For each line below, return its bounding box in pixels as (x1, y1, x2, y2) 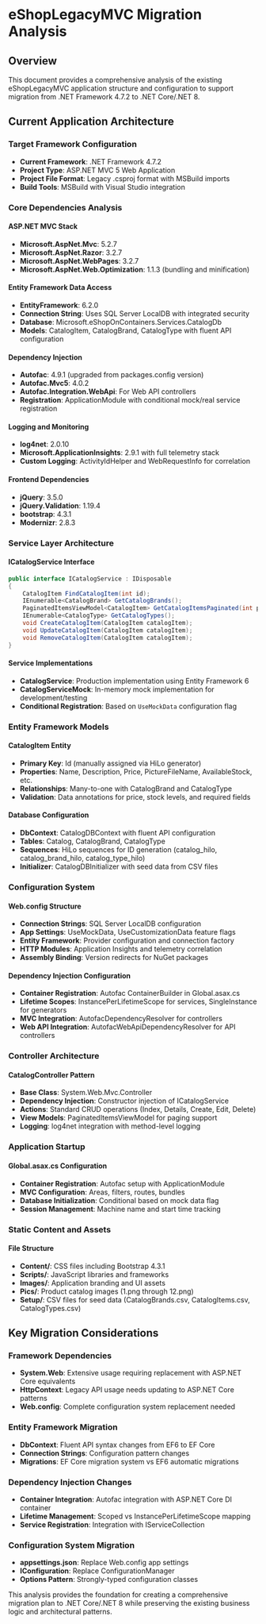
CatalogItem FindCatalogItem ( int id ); (22, 589, 150, 597)
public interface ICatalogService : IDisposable (8, 574, 172, 583)
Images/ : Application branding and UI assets (19, 1278, 166, 1287)
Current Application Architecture (8, 115, 174, 129)
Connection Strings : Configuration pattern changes (19, 1448, 190, 1458)
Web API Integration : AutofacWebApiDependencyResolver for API (19, 1022, 236, 1032)
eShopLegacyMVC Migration (8, 6, 202, 24)
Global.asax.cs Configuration (8, 1161, 108, 1171)
